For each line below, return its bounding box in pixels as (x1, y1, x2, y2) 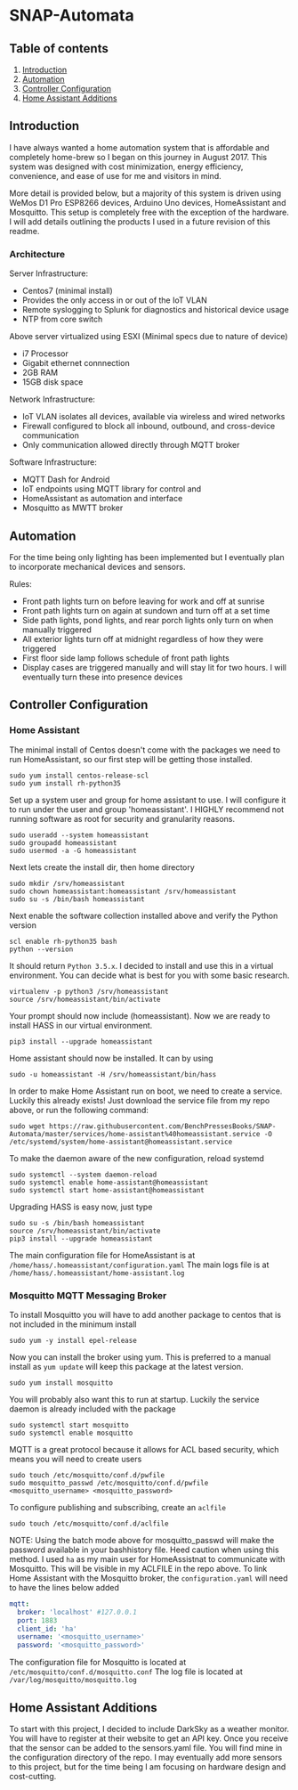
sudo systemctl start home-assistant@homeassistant (9, 1185, 205, 1194)
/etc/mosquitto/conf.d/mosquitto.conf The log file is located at (9, 1666, 243, 1677)
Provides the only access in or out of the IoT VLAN (21, 295, 207, 305)
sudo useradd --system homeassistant (9, 830, 149, 840)
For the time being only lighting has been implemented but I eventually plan (9, 551, 285, 562)
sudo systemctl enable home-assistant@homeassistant (9, 1177, 209, 1187)
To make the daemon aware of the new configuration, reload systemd (9, 1152, 265, 1163)
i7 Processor (21, 348, 69, 359)
